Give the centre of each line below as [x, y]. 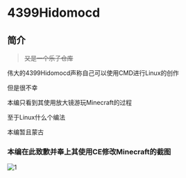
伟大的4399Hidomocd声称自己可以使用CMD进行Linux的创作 [93, 73]
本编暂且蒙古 [25, 132]
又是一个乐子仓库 [49, 58]
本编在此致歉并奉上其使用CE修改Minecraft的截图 [89, 152]
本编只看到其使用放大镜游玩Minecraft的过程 [69, 103]
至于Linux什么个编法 [36, 117]
